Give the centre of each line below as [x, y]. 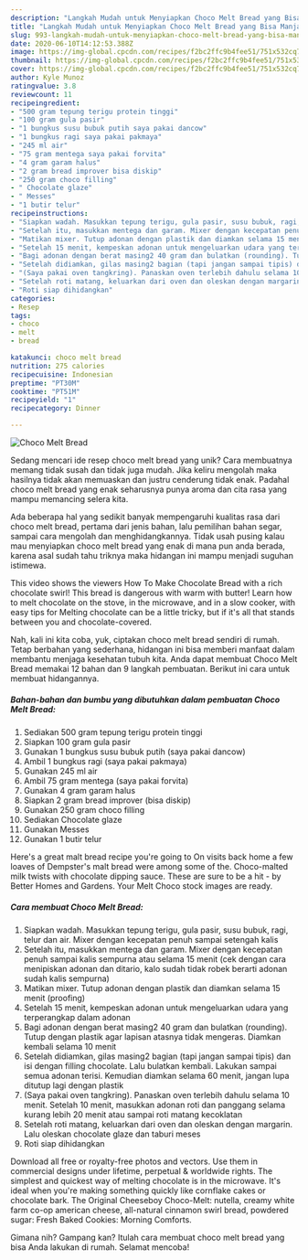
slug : [21, 35]
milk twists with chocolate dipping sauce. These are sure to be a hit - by [146, 876]
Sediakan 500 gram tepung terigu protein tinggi [113, 731]
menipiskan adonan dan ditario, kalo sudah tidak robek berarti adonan [155, 968]
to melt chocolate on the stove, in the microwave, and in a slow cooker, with [153, 603]
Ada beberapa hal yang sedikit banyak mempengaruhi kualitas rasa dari [145, 517]
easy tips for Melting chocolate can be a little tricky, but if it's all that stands [153, 612]
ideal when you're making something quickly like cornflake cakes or [138, 1191]
